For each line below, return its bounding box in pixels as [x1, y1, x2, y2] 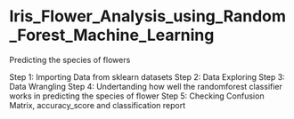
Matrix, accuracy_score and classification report [9, 99, 185, 110]
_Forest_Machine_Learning [9, 25, 215, 45]
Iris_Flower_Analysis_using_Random [9, 6, 287, 27]
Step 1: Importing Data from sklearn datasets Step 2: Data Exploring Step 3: [9, 71, 285, 82]
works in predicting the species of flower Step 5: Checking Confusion [9, 91, 265, 101]
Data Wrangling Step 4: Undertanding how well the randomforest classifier [9, 81, 283, 91]
